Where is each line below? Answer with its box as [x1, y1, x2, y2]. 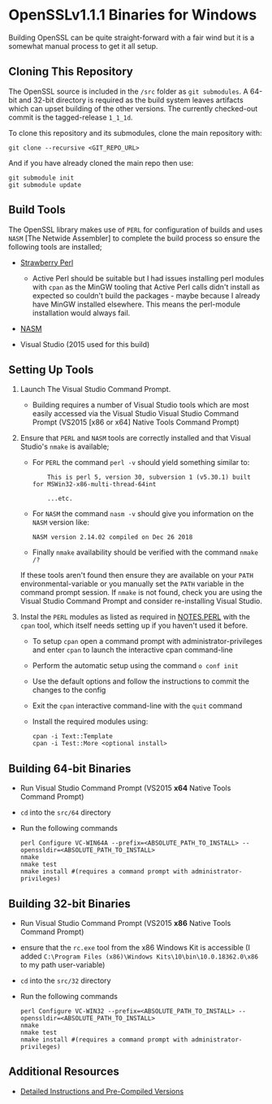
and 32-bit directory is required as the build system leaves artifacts [19, 95, 244, 105]
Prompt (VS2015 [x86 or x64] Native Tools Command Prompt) [32, 417, 240, 428]
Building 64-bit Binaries [8, 762, 132, 776]
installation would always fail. [32, 307, 131, 318]
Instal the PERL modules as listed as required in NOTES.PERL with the [19, 612, 250, 622]
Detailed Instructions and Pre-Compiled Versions [19, 1086, 184, 1096]
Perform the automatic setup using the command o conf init [32, 661, 239, 671]
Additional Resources [8, 1065, 119, 1079]
